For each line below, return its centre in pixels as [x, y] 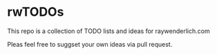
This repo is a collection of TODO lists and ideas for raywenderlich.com [108, 31]
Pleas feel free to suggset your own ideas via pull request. [90, 44]
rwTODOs [36, 12]
